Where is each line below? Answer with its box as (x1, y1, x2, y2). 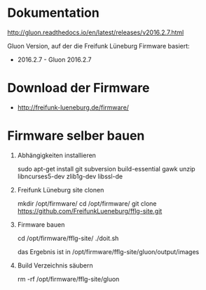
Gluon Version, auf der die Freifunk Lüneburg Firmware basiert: (7, 41, 191, 50)
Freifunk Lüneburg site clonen (17, 185, 104, 194)
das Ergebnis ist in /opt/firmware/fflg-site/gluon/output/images (17, 247, 200, 256)
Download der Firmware (7, 80, 150, 96)
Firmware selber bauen (7, 128, 145, 144)
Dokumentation (7, 5, 99, 21)
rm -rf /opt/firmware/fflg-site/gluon (17, 275, 120, 283)
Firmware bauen (17, 220, 65, 229)
